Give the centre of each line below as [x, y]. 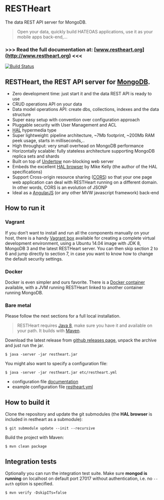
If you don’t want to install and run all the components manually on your [77, 233]
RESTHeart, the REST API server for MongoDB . [78, 82]
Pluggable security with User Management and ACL [64, 125]
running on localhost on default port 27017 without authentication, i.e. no [79, 478]
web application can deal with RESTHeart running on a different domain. [85, 183]
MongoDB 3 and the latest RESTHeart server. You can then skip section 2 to [82, 248]
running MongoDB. [24, 293]
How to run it [25, 208]
